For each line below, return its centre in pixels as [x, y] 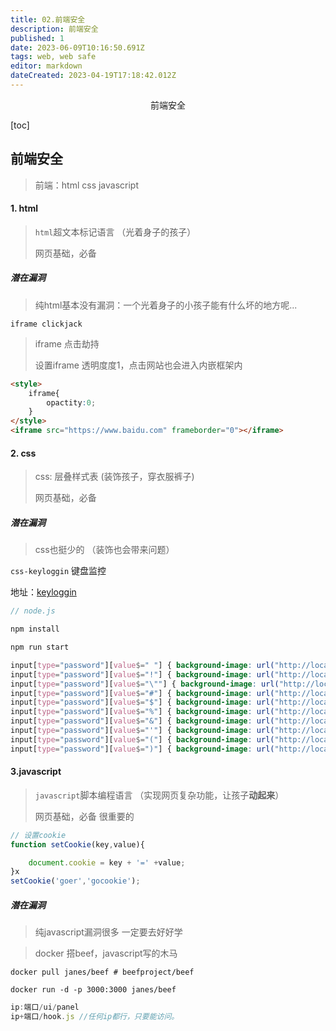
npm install [35, 629]
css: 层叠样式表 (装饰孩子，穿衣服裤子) [114, 477]
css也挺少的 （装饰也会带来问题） [104, 550]
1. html [24, 208]
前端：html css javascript [87, 185]
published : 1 [37, 38]
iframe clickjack [46, 324]
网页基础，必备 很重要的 [84, 816]
